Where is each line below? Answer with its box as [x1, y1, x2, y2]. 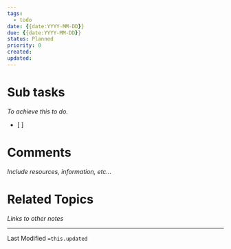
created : [7, 49, 32, 56]
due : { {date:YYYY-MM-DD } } [7, 29, 81, 36]
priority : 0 [7, 42, 41, 49]
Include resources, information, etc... [7, 167, 112, 175]
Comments [7, 144, 71, 160]
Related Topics [7, 191, 94, 207]
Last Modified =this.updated [7, 234, 88, 242]
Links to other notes [7, 214, 64, 222]
